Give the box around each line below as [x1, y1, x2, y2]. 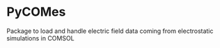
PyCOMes [6, 4, 66, 20]
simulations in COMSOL [6, 34, 74, 42]
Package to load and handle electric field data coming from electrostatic [6, 27, 214, 35]
